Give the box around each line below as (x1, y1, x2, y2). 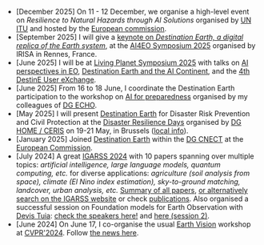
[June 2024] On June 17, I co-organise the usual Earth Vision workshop (15, 219, 251, 229)
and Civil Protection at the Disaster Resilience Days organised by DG (15, 118, 242, 127)
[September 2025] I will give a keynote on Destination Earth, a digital (15, 32, 244, 42)
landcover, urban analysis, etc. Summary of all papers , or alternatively (15, 186, 248, 195)
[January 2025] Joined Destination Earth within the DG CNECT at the (15, 135, 244, 143)
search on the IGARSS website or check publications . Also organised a (15, 194, 250, 203)
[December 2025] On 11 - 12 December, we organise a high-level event (15, 7, 250, 16)
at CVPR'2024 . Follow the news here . (15, 228, 139, 237)
